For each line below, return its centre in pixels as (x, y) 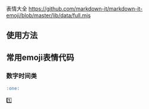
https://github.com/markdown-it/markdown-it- (86, 9)
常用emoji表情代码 (40, 57)
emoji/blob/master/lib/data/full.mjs (49, 15)
